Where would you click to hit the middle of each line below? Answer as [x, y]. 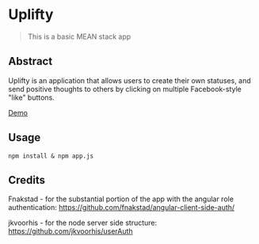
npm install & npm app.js [51, 156]
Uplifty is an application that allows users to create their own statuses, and [129, 80]
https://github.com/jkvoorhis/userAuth [70, 231]
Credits [27, 180]
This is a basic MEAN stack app [79, 36]
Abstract [30, 61]
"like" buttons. [32, 97]
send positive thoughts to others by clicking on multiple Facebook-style [125, 89]
